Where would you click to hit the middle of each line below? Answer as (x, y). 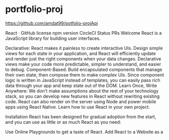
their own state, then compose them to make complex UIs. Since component (85, 75)
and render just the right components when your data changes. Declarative (83, 58)
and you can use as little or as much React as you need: (63, 122)
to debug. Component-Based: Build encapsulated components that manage (84, 69)
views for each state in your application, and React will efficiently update (81, 53)
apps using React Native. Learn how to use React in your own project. (78, 107)
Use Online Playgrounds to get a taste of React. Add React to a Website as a (84, 131)
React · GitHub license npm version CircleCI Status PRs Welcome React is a (83, 33)
